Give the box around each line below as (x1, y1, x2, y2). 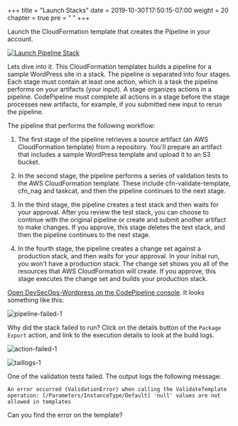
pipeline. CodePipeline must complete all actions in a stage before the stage (7, 92, 230, 101)
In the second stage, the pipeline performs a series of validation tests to (17, 172, 229, 180)
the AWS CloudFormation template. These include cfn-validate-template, (17, 179, 231, 187)
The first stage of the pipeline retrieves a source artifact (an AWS (17, 135, 208, 143)
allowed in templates (7, 398, 72, 405)
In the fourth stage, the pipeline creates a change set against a (17, 244, 201, 253)
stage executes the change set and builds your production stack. (17, 275, 208, 283)
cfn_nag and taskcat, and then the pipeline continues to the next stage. (17, 187, 226, 195)
